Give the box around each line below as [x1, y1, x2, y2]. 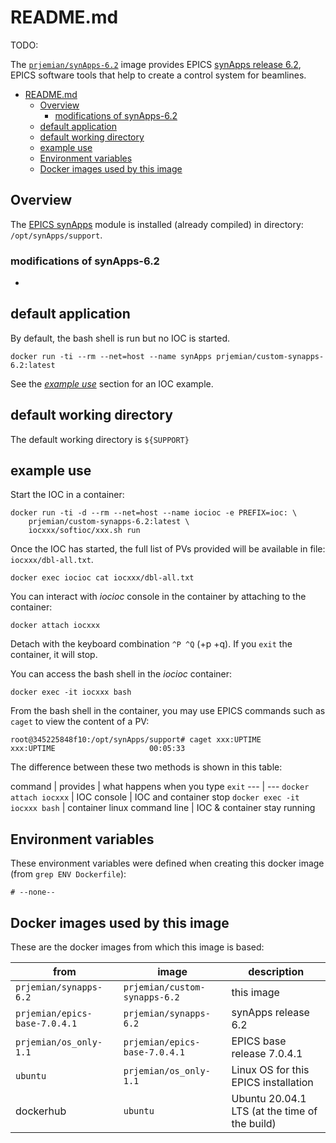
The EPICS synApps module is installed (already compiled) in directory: [10, 218, 304, 230]
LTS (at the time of [231, 1104, 318, 1118]
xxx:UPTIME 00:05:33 [10, 744, 186, 754]
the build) [231, 1117, 277, 1131]
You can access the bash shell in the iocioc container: [10, 668, 233, 680]
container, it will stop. [10, 649, 98, 661]
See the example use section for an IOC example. [10, 377, 214, 390]
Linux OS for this [231, 1063, 310, 1077]
